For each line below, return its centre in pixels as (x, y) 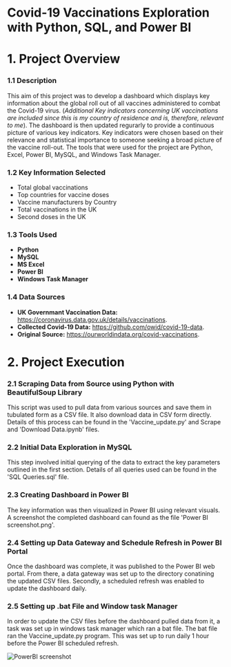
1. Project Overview (64, 59)
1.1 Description (32, 81)
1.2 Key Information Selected (56, 172)
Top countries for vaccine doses (63, 194)
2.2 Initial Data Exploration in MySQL (70, 447)
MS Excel (31, 265)
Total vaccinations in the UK (57, 209)
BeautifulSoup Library (45, 392)
